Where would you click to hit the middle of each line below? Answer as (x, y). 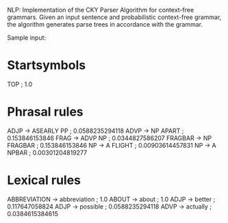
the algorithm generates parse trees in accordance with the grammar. (105, 24)
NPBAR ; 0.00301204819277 (47, 153)
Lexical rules (44, 180)
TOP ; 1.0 (20, 84)
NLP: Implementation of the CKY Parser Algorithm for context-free (101, 10)
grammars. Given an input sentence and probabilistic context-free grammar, (114, 17)
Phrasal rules (45, 112)
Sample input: (27, 38)
